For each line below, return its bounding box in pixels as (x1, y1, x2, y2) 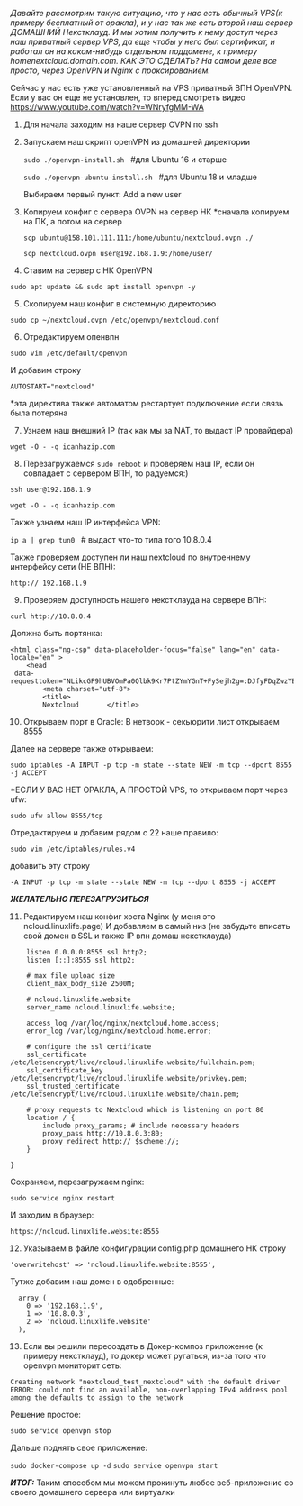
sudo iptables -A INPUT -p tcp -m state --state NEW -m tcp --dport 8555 (10, 761, 293, 770)
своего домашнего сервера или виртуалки (10, 1487, 176, 1497)
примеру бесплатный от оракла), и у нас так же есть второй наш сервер (10, 17, 294, 28)
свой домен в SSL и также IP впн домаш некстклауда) (22, 930, 232, 941)
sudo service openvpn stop (10, 1427, 111, 1436)
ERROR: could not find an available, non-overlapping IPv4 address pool (10, 1385, 289, 1394)
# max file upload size (26, 972, 116, 981)
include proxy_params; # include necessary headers (42, 1121, 241, 1130)
